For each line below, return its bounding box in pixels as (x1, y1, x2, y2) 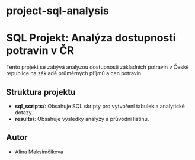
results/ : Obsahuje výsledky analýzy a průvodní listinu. (14, 115, 149, 122)
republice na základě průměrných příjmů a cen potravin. (6, 70, 143, 77)
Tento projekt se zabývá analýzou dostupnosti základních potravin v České (6, 63, 190, 71)
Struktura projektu (6, 87, 76, 97)
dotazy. (14, 108, 34, 116)
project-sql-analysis (6, 4, 109, 18)
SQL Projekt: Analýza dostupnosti (6, 31, 176, 45)
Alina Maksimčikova (14, 148, 64, 155)
